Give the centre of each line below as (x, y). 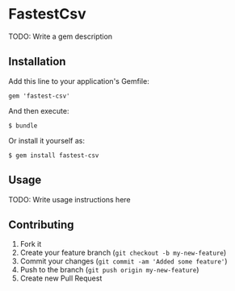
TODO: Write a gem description (61, 36)
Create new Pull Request (61, 278)
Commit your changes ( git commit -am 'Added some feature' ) (124, 261)
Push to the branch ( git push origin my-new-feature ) (109, 270)
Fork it (31, 244)
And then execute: (39, 110)
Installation (37, 62)
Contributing (41, 224)
